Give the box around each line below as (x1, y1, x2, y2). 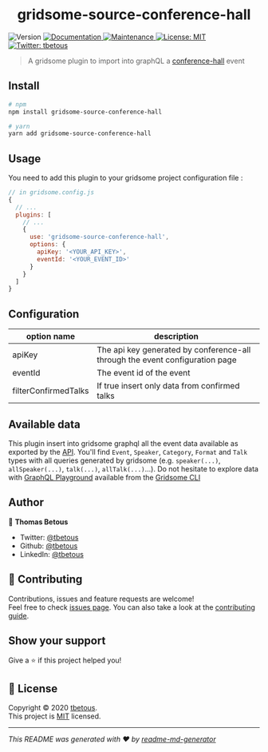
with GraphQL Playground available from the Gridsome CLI (8, 472, 201, 482)
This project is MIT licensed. (8, 711, 101, 721)
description (154, 331, 199, 342)
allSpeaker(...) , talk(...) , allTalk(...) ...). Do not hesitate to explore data (8, 464, 259, 473)
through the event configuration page (97, 354, 237, 365)
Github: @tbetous (19, 541, 78, 551)
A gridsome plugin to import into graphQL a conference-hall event (27, 56, 245, 66)
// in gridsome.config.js (8, 189, 94, 197)
